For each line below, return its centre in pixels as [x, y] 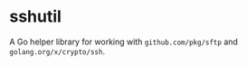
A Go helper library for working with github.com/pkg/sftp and [123, 42]
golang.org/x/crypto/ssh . [57, 51]
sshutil [35, 17]
